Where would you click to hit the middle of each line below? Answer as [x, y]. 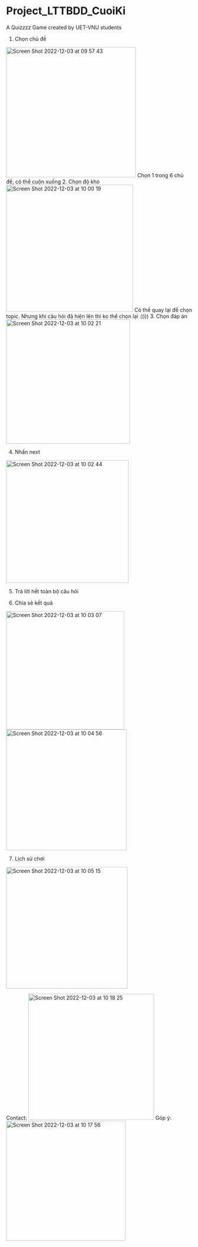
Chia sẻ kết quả [34, 603]
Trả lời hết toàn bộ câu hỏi [46, 591]
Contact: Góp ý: [89, 1118]
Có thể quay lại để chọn [163, 310]
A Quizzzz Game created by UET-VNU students [64, 27]
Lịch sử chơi [30, 858]
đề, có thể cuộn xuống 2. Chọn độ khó [53, 182]
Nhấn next [27, 451]
